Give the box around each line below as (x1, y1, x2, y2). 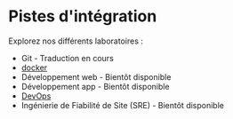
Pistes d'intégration (8, 6, 157, 27)
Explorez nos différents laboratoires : (8, 36, 143, 46)
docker (20, 62, 48, 73)
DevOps (20, 91, 52, 101)
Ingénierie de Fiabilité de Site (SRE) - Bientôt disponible (20, 99, 224, 110)
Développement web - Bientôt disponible (20, 71, 172, 82)
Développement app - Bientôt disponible (20, 81, 170, 91)
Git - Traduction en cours (20, 52, 115, 63)
